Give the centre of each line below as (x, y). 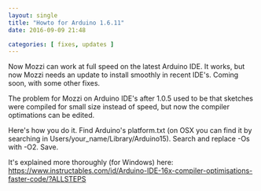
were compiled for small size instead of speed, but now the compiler (119, 107)
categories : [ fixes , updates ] (61, 44)
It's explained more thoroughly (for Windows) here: (91, 163)
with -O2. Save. (33, 147)
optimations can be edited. (51, 116)
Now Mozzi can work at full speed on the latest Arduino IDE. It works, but (127, 67)
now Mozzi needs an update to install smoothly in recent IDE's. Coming (123, 75)
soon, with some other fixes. (54, 83)
